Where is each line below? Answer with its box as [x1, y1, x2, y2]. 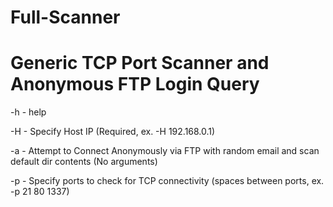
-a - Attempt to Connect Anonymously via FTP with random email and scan [10, 145, 320, 157]
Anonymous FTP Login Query [10, 73, 260, 96]
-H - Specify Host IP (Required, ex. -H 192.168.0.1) [10, 126, 216, 138]
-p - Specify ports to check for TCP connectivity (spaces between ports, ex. [10, 175, 325, 187]
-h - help [10, 106, 47, 118]
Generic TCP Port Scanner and [10, 52, 270, 75]
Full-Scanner [10, 6, 121, 29]
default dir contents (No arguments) [10, 156, 158, 168]
